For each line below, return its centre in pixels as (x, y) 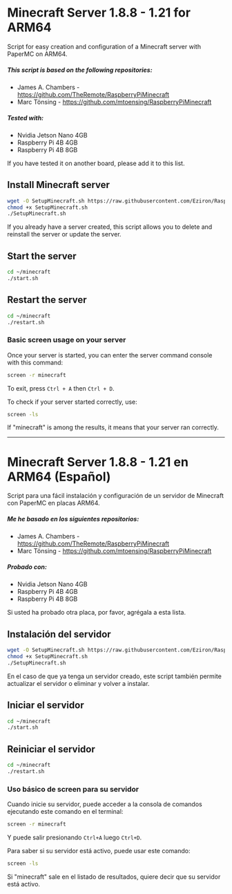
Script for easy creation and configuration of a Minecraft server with (104, 46)
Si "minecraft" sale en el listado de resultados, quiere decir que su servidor (114, 877)
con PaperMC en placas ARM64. (54, 503)
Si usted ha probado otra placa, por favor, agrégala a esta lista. (97, 613)
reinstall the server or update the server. (65, 234)
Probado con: (27, 567)
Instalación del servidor (59, 634)
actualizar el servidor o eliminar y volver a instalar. (78, 683)
